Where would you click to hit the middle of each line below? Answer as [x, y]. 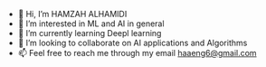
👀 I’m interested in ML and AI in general [91, 24]
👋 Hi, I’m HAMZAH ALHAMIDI [72, 14]
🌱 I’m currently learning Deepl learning [90, 33]
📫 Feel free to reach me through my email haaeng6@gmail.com [137, 53]
